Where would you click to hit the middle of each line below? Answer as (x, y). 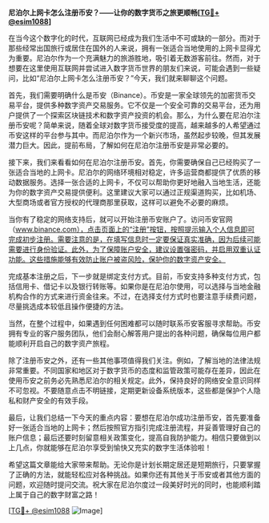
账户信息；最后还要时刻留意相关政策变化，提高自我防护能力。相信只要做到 (131, 437)
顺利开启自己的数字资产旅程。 (64, 343)
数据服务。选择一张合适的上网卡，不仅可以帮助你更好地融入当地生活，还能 (138, 182)
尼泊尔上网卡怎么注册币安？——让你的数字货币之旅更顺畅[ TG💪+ (114, 12)
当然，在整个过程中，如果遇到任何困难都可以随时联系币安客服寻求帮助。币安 (134, 323)
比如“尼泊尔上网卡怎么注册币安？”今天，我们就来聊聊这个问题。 (127, 78)
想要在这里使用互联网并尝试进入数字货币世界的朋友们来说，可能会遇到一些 (131, 68)
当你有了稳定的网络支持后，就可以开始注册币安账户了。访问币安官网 (120, 219)
